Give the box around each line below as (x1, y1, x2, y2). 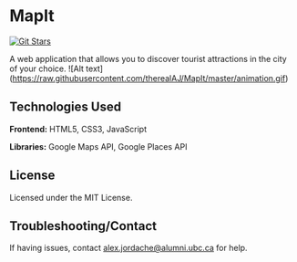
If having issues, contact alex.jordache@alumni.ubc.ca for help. (9, 243, 248, 254)
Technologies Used (9, 100, 121, 115)
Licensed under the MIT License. (9, 192, 133, 203)
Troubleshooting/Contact (9, 218, 158, 234)
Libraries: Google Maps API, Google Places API (9, 141, 188, 152)
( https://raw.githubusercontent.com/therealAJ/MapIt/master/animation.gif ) (9, 72, 289, 83)
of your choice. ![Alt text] (9, 63, 103, 74)
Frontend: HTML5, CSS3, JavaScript (9, 123, 148, 134)
